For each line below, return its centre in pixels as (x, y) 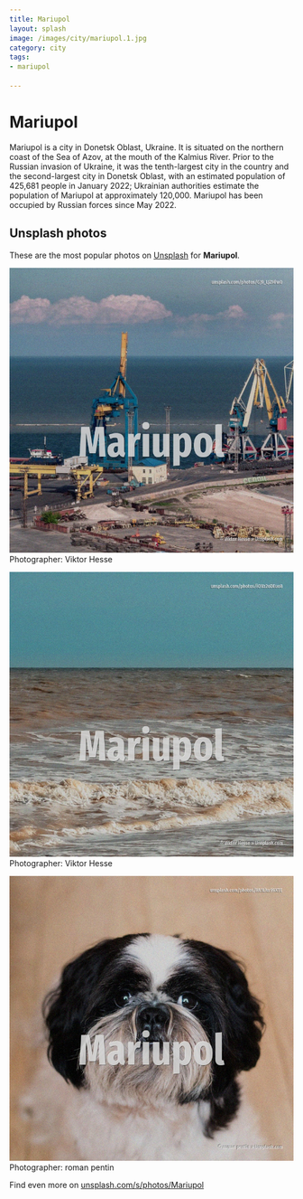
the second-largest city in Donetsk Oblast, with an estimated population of (147, 175)
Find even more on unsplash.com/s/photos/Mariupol (107, 1185)
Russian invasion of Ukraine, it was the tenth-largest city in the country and (149, 166)
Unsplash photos (58, 234)
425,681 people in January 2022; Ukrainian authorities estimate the (134, 185)
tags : (19, 57)
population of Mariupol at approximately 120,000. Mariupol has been (136, 195)
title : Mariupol (40, 19)
